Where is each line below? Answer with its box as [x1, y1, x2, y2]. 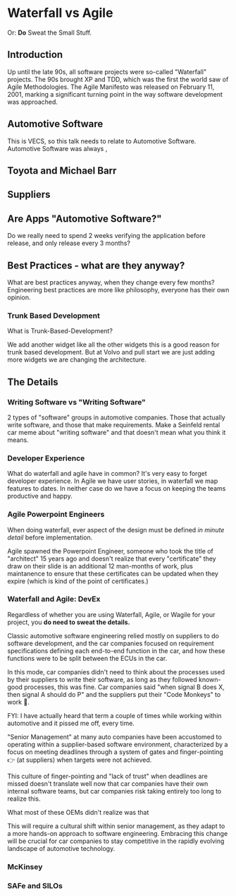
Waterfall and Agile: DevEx [7, 595, 101, 604]
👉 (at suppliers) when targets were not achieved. [7, 755, 152, 764]
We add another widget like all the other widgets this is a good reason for [7, 340, 220, 349]
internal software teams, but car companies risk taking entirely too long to [7, 787, 222, 795]
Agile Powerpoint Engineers [7, 510, 105, 520]
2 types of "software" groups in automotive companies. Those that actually [7, 413, 225, 422]
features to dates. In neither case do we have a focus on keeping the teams [7, 484, 226, 493]
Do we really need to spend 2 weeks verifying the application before [7, 232, 206, 240]
